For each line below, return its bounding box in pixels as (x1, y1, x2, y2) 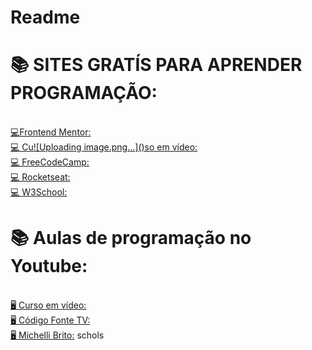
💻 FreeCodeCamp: (10, 156, 90, 168)
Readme (10, 6, 81, 29)
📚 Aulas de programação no (10, 227, 252, 250)
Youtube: (10, 255, 88, 278)
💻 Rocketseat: (10, 171, 71, 183)
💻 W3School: (10, 186, 68, 198)
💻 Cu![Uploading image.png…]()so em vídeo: (10, 141, 198, 153)
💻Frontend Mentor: (10, 126, 92, 138)
